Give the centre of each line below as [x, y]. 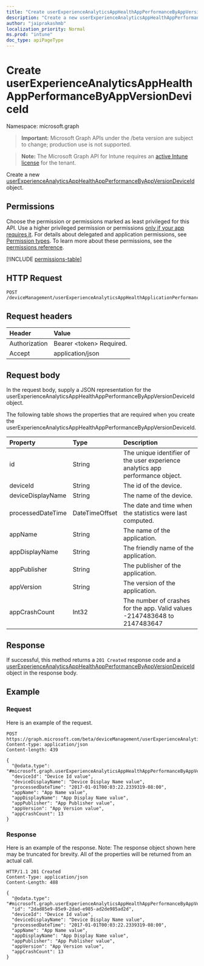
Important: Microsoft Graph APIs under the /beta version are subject [107, 138]
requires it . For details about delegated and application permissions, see [97, 234]
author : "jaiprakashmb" [36, 23]
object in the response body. [42, 673]
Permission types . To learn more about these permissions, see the [89, 241]
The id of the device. [153, 486]
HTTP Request [34, 278]
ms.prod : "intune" [29, 35]
